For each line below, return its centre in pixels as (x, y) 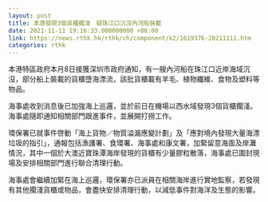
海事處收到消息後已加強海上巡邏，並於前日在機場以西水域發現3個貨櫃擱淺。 (133, 106)
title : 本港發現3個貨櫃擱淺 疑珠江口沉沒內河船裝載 (85, 23)
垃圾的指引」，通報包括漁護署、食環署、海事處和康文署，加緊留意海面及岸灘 (132, 143)
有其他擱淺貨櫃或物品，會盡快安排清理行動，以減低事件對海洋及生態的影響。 (134, 190)
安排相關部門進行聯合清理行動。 (75, 163)
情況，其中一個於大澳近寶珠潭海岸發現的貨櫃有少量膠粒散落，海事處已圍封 (130, 153)
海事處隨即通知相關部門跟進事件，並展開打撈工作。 (92, 116)
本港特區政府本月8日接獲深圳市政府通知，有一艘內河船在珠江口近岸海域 (126, 69)
